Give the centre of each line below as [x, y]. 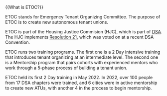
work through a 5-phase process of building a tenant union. [66, 68]
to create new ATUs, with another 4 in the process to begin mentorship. [79, 88]
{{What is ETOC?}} [24, 7]
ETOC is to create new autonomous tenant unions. [57, 22]
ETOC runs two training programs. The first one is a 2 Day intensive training [83, 52]
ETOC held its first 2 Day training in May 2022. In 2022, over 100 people [79, 77]
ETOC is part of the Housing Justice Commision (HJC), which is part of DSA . [84, 32]
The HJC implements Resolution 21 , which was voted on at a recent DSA [80, 37]
